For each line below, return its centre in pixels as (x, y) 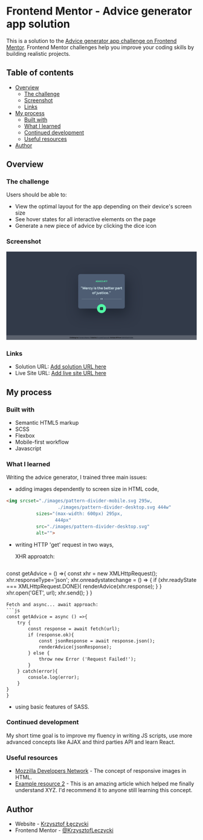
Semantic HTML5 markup (47, 423)
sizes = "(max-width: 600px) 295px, (79, 514)
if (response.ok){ (51, 635)
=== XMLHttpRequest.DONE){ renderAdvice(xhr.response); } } (84, 586)
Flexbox (25, 436)
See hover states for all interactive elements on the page (85, 219)
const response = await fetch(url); (74, 628)
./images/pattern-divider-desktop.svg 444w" (114, 507)
